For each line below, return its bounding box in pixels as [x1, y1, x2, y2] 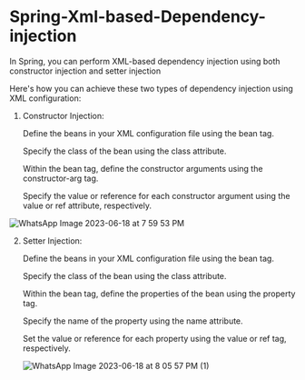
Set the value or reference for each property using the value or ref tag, [22, 333, 288, 344]
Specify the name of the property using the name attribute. [22, 315, 243, 326]
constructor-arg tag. [22, 173, 99, 184]
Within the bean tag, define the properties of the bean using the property [22, 288, 296, 299]
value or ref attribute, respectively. [22, 200, 152, 211]
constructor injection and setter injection [9, 65, 162, 76]
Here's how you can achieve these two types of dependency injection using [9, 83, 293, 94]
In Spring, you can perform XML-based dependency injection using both [9, 55, 280, 66]
